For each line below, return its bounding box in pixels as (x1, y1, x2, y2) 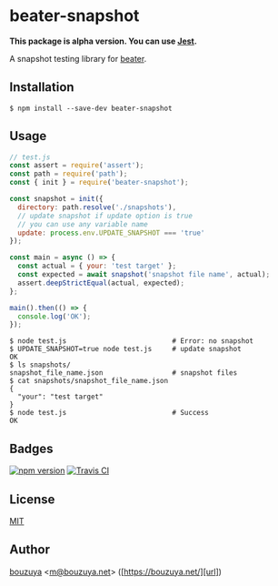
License (9, 491, 55, 507)
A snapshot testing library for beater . (9, 53, 147, 64)
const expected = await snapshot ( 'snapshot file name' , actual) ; (17, 270, 271, 279)
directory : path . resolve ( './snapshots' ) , (17, 202, 177, 212)
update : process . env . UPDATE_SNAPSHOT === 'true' (17, 228, 205, 237)
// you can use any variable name (17, 219, 148, 228)
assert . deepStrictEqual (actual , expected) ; (17, 278, 184, 288)
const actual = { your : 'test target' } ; (17, 261, 177, 271)
